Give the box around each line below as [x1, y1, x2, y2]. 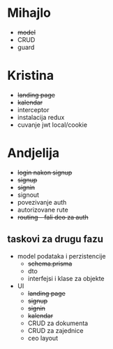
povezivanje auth [17, 198, 67, 206]
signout [17, 191, 40, 199]
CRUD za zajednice [27, 326, 84, 334]
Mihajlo [7, 5, 51, 21]
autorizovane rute [17, 205, 68, 214]
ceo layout [27, 334, 58, 342]
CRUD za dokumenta [27, 319, 89, 327]
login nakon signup [17, 168, 73, 177]
